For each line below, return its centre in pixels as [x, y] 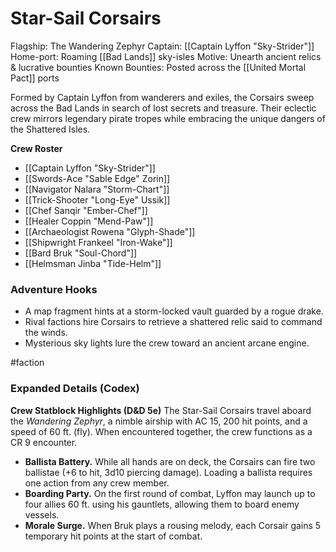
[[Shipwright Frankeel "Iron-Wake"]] [98, 242]
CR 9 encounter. [44, 442]
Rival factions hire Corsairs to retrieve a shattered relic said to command [173, 322]
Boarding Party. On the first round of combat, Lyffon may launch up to [170, 493]
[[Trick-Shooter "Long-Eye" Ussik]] [97, 199]
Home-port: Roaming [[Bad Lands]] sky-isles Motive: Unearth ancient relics [166, 56]
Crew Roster [36, 148]
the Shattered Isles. [50, 129]
